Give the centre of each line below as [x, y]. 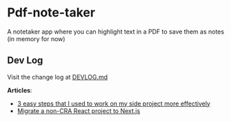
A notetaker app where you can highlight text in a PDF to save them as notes [116, 32]
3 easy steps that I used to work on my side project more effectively [113, 103]
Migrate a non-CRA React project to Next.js [79, 110]
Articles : [20, 90]
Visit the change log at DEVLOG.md [58, 77]
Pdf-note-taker [51, 13]
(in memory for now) [36, 38]
